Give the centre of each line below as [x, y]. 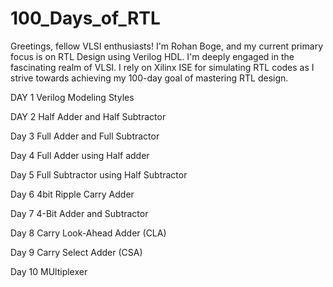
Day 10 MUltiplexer [49, 271]
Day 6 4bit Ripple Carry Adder [72, 194]
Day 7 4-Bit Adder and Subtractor [79, 213]
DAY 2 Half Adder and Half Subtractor [88, 116]
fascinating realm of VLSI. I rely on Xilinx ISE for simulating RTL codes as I [162, 67]
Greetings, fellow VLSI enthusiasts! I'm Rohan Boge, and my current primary [166, 46]
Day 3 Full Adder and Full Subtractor [85, 136]
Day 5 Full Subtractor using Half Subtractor [99, 174]
